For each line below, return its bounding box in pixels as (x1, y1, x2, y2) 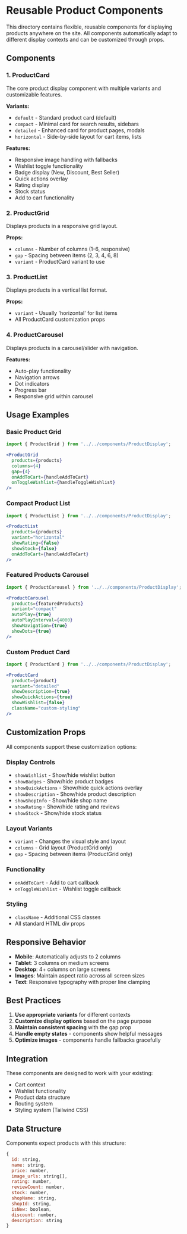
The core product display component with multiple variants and (6, 85, 161, 92)
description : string (11, 1217, 62, 1223)
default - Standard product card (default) (14, 114, 117, 121)
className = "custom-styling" (11, 705, 81, 711)
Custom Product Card (6, 648, 70, 656)
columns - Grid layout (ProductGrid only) (14, 844, 113, 851)
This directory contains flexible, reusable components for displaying (6, 23, 173, 30)
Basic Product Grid (6, 427, 62, 436)
